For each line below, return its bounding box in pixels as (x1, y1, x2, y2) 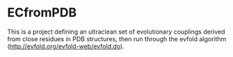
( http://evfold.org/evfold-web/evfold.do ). (7, 42, 125, 50)
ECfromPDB (7, 5, 77, 21)
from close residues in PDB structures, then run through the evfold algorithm (7, 34, 227, 43)
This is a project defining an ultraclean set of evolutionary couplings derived (7, 27, 225, 36)
